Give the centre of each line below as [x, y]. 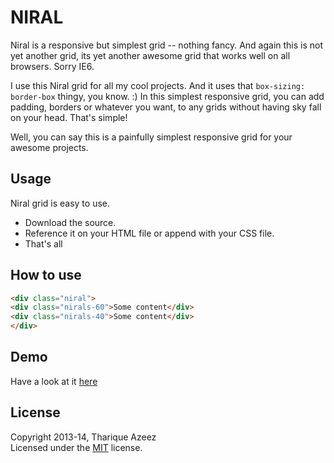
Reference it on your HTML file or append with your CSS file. [149, 233]
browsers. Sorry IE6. [52, 66]
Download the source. [70, 222]
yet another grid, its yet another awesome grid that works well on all [150, 55]
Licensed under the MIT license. [76, 447]
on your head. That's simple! [69, 117]
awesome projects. [49, 147]
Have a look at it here [54, 381]
